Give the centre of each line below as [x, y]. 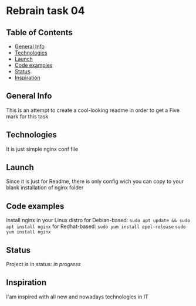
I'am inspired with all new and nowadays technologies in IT [77, 297]
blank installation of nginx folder [45, 188]
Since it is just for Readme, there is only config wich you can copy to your [95, 181]
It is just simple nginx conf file [42, 149]
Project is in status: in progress [43, 264]
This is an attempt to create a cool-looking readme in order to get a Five [93, 110]
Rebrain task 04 [45, 11]
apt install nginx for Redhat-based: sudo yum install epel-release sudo [96, 226]
